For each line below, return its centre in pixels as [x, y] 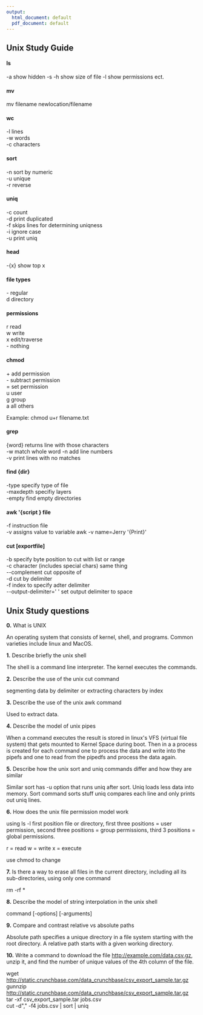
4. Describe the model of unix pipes [51, 726]
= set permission [27, 386]
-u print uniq [22, 238]
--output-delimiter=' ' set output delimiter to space [69, 592]
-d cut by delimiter [29, 579]
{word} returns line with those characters [58, 445]
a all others [20, 406]
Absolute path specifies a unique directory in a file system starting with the [100, 937]
